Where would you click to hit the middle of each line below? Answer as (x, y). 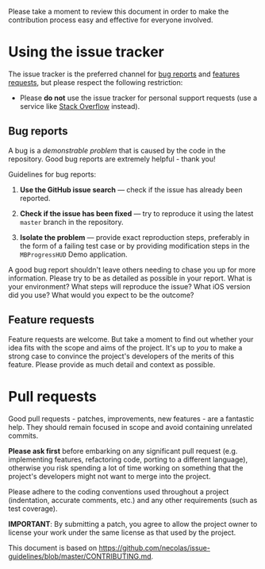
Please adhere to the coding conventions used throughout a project (119, 491)
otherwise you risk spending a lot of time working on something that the (126, 467)
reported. (35, 198)
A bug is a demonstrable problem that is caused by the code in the (117, 150)
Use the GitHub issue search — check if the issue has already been (131, 189)
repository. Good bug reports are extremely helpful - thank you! (112, 159)
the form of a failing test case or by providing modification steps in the (134, 246)
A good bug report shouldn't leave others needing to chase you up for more (132, 269)
